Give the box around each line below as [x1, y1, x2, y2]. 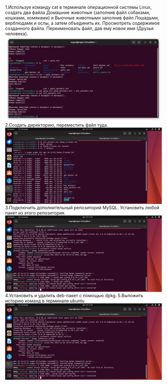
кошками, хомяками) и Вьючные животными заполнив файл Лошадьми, [5, 15, 159, 20]
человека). [5, 31, 28, 36]
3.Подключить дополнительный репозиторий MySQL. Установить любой [5, 204, 160, 210]
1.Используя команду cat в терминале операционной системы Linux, [5, 4, 152, 10]
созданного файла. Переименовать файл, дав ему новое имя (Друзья [5, 25, 154, 31]
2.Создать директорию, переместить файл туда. [5, 122, 108, 128]
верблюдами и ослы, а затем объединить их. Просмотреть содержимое [5, 20, 160, 26]
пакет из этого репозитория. [5, 209, 66, 216]
